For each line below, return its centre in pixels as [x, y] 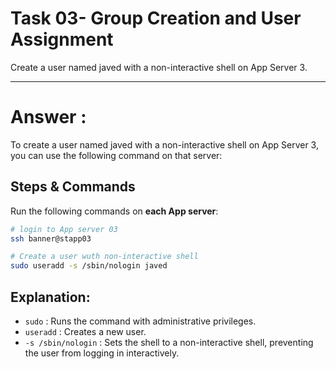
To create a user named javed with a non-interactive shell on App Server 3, [164, 144]
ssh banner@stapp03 [51, 238]
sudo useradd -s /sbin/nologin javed [89, 266]
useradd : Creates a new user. [85, 331]
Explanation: [50, 297]
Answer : [48, 117]
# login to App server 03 [64, 229]
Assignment [62, 39]
